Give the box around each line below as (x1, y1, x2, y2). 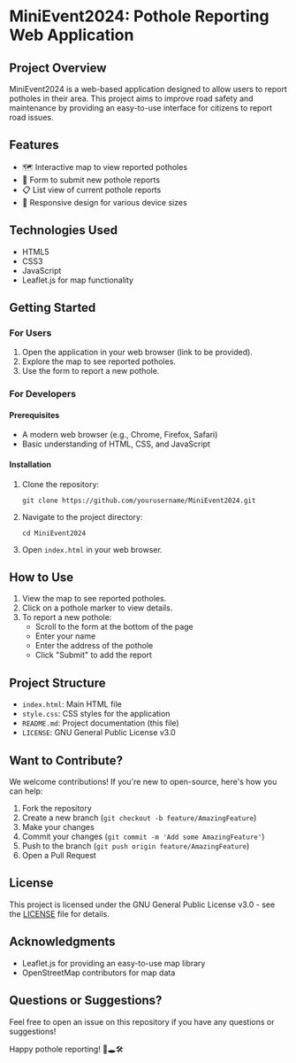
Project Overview (9, 60, 107, 75)
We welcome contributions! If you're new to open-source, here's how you (9, 777, 277, 788)
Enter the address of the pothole (34, 640, 154, 651)
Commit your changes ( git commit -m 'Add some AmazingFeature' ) (21, 831, 265, 842)
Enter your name (34, 631, 96, 641)
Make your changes (21, 822, 95, 833)
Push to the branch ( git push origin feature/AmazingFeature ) (21, 841, 250, 851)
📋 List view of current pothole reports (21, 184, 162, 195)
